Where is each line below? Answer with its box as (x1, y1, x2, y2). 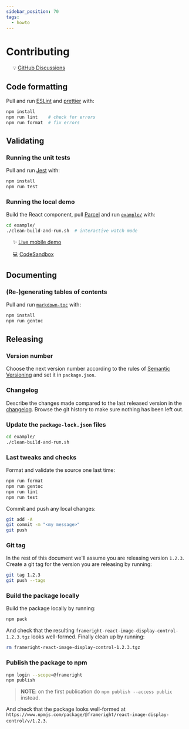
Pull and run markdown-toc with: (6, 301, 81, 308)
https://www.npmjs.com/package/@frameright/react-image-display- (6, 712, 169, 718)
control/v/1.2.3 (6, 718, 46, 724)
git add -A (6, 516, 33, 522)
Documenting (6, 270, 57, 280)
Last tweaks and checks (6, 453, 77, 461)
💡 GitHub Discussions (12, 64, 66, 71)
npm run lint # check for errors (6, 114, 96, 120)
